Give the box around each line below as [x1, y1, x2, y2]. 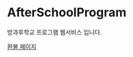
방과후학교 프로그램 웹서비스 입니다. [7, 28, 102, 36]
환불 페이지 [7, 42, 37, 50]
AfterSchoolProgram [7, 5, 127, 20]
